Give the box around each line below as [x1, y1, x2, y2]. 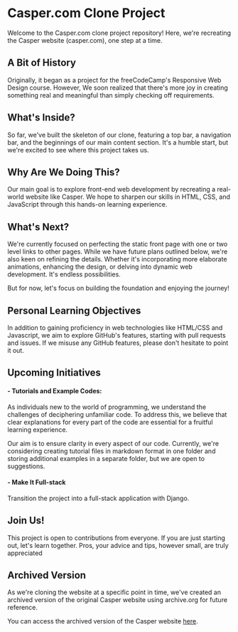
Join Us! [7, 514, 45, 527]
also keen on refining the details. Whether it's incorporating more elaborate [7, 255, 227, 264]
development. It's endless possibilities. [7, 270, 121, 279]
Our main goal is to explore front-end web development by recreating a [7, 185, 216, 194]
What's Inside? [7, 112, 76, 124]
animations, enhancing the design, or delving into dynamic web [7, 262, 193, 271]
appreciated [7, 549, 43, 557]
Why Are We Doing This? [7, 166, 120, 178]
